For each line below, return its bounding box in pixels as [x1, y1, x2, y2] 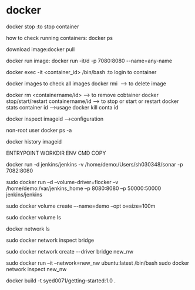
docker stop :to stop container [6, 23, 79, 30]
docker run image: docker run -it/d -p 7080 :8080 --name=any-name [6, 57, 173, 64]
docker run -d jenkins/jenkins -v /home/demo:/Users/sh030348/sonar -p [6, 161, 183, 168]
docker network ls [6, 225, 50, 232]
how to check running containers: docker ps [6, 34, 113, 41]
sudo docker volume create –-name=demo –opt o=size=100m [6, 202, 156, 209]
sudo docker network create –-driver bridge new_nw [6, 248, 134, 255]
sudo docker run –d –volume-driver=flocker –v [6, 178, 119, 185]
